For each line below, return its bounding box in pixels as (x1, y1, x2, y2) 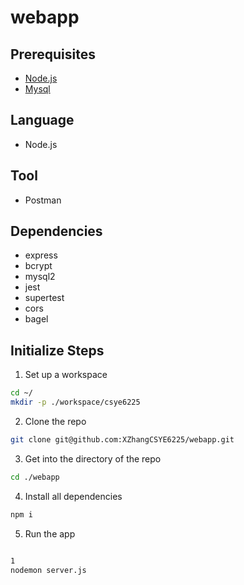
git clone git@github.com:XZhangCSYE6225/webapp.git (10, 435, 235, 445)
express (24, 249, 58, 261)
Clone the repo (24, 416, 87, 427)
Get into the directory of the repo (24, 452, 162, 465)
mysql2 (24, 271, 56, 283)
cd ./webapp (10, 472, 60, 482)
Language (10, 112, 75, 129)
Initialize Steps (10, 342, 105, 359)
